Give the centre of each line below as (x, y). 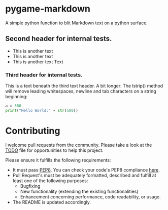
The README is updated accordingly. (52, 202)
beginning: (16, 97)
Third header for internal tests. (44, 75)
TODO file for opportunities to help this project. (54, 150)
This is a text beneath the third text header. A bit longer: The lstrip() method (84, 86)
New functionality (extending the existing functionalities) (79, 191)
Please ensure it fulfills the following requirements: (58, 160)
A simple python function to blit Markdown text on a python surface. (77, 23)
